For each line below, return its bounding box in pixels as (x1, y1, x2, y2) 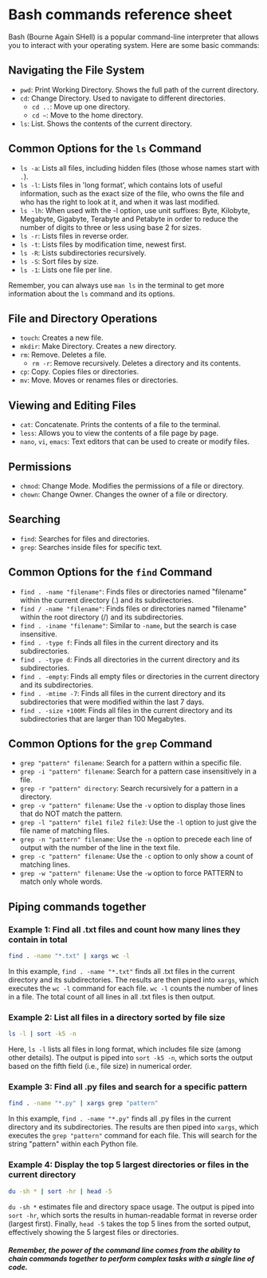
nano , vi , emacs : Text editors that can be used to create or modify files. (19, 437, 250, 446)
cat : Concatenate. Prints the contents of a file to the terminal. (19, 420, 221, 429)
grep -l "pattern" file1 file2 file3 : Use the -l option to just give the (19, 817, 257, 827)
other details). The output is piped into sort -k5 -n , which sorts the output (8, 1053, 253, 1062)
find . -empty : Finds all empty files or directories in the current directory (19, 671, 260, 681)
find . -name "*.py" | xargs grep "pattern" (8, 1099, 159, 1107)
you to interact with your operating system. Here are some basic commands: (8, 40, 260, 49)
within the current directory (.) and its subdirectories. (19, 595, 194, 604)
